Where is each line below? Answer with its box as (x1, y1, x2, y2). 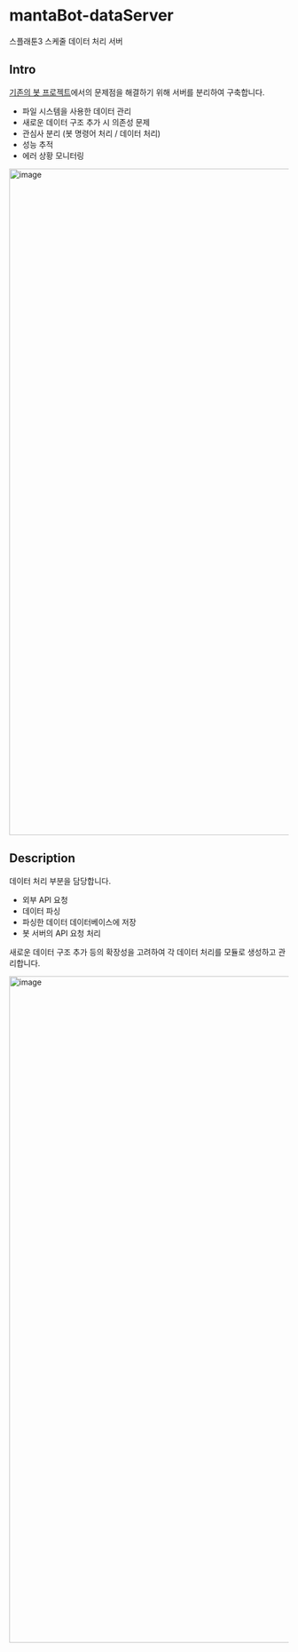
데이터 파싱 (21, 906, 61, 916)
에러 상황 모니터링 (21, 150, 84, 161)
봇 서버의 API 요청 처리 (21, 928, 101, 938)
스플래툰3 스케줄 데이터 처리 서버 (9, 36, 123, 46)
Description (9, 850, 75, 866)
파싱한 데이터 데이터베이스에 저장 (21, 916, 137, 927)
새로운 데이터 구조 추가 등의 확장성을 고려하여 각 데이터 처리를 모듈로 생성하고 (9, 946, 277, 957)
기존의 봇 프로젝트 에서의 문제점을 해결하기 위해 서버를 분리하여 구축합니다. (9, 86, 265, 98)
